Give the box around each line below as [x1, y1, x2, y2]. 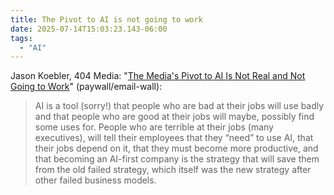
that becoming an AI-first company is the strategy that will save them [34, 153, 320, 165]
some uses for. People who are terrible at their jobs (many [34, 121, 274, 133]
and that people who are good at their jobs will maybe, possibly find [34, 111, 315, 123]
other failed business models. [34, 174, 157, 186]
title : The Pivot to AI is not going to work [10, 14, 203, 25]
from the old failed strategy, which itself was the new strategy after [34, 164, 312, 176]
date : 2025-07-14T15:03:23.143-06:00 [10, 24, 168, 34]
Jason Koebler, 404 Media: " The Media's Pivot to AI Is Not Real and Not [10, 70, 306, 82]
